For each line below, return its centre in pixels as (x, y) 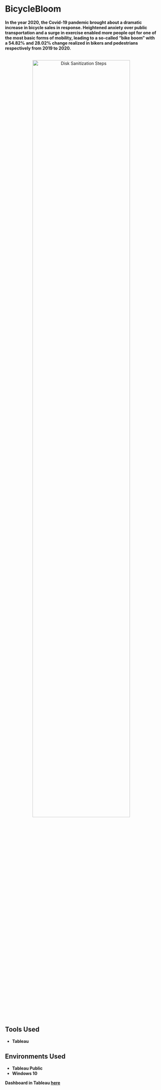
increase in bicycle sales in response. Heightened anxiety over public (76, 27)
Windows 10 (25, 1073)
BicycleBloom (33, 9)
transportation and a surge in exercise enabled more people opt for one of (80, 33)
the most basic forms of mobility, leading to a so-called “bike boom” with (80, 38)
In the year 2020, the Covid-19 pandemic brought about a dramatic (73, 22)
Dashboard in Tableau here (33, 1083)
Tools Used (22, 1030)
